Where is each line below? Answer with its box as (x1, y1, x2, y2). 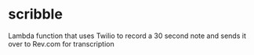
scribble (8, 5, 63, 23)
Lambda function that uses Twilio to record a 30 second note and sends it (8, 31, 247, 40)
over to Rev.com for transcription (8, 39, 115, 48)
